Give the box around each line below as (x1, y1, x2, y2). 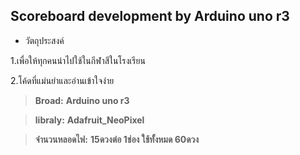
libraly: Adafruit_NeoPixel (34, 114, 145, 126)
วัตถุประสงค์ (24, 34, 65, 46)
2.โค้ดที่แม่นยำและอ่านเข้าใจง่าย (10, 74, 115, 86)
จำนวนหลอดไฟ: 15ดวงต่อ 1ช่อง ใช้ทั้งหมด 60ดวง (34, 133, 200, 145)
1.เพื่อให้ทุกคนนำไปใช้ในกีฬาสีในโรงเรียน (10, 54, 146, 66)
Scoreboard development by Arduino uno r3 (10, 8, 290, 25)
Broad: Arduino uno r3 (34, 94, 130, 106)
